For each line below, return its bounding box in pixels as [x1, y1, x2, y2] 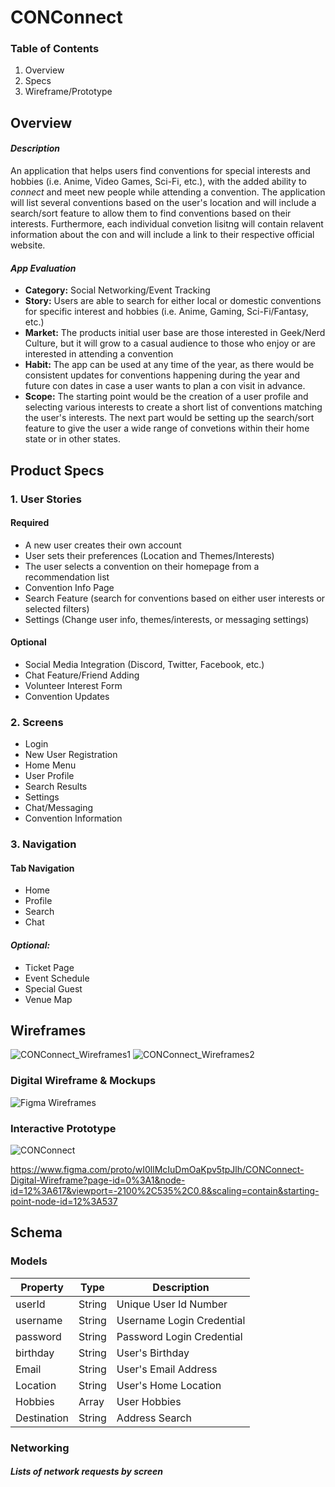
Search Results [24, 781, 88, 793]
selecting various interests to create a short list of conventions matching [24, 401, 323, 413]
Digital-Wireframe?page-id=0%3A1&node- [10, 1174, 186, 1186]
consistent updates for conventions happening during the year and [24, 369, 301, 381]
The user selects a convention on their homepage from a [24, 560, 260, 572]
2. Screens [10, 715, 64, 729]
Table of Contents [10, 42, 100, 56]
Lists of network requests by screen [10, 1466, 163, 1478]
